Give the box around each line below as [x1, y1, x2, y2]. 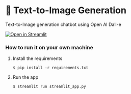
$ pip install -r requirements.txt [12, 66, 89, 71]
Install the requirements [12, 55, 63, 61]
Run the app [12, 74, 39, 80]
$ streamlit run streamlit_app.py [12, 84, 86, 89]
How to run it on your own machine [5, 44, 93, 51]
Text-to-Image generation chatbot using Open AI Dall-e [5, 21, 121, 27]
